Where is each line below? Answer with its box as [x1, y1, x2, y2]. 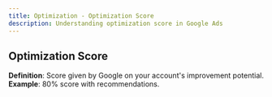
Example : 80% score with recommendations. [8, 79, 160, 89]
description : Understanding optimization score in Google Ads [8, 19, 223, 27]
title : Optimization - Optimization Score [8, 11, 154, 20]
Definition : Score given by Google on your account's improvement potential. [8, 70, 264, 81]
